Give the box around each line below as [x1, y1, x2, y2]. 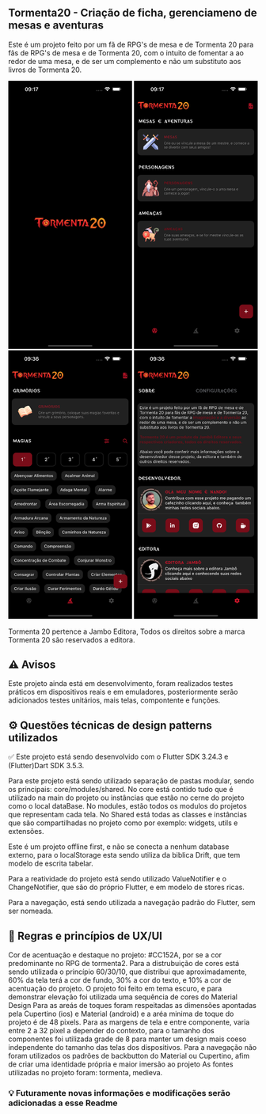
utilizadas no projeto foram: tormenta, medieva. [8, 1067, 163, 1077]
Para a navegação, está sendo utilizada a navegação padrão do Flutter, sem [8, 898, 256, 907]
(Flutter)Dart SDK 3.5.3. [8, 761, 85, 771]
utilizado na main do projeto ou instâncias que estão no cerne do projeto [8, 793, 245, 802]
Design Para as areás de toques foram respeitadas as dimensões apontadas [8, 1000, 257, 1010]
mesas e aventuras [8, 19, 104, 32]
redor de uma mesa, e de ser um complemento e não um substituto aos [8, 56, 241, 66]
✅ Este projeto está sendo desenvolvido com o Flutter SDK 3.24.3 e [8, 752, 229, 762]
